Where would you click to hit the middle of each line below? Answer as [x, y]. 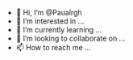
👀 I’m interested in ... [50, 21]
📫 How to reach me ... [53, 47]
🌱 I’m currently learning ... [59, 30]
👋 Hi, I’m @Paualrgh [49, 13]
